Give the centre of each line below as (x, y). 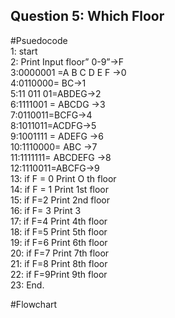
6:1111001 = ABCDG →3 (58, 104)
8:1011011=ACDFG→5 (53, 125)
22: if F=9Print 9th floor (59, 274)
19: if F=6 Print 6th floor (59, 242)
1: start (24, 51)
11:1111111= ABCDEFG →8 (61, 157)
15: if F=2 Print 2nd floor (60, 200)
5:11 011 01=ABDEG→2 (56, 93)
